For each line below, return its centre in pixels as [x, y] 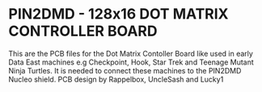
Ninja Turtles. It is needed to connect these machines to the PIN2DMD [125, 70]
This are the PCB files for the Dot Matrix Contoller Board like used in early [131, 53]
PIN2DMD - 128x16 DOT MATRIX [118, 14]
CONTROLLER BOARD [83, 31]
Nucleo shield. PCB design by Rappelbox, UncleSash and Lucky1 [116, 79]
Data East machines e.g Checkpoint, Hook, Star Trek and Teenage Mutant [131, 62]
